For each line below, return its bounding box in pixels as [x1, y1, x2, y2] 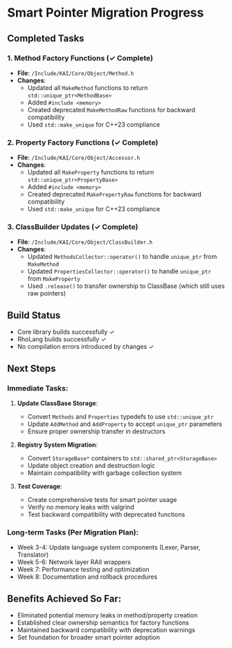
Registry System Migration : [17, 440, 98, 449]
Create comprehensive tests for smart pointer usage [27, 495, 177, 503]
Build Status [7, 309, 61, 321]
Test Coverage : [17, 482, 62, 490]
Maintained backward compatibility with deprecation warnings [17, 626, 195, 634]
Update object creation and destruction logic [27, 461, 156, 469]
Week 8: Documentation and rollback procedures [17, 573, 158, 581]
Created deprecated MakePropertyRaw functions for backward [27, 190, 202, 199]
